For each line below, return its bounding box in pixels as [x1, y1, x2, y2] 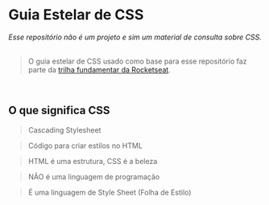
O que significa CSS [8, 104, 110, 117]
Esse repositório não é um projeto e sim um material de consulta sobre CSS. [8, 32, 262, 42]
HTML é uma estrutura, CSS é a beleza [27, 156, 158, 166]
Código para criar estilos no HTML [27, 141, 143, 150]
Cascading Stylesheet [27, 125, 101, 134]
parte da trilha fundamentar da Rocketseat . [27, 64, 171, 74]
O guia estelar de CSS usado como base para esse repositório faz [27, 56, 247, 66]
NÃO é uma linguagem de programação [27, 171, 160, 182]
